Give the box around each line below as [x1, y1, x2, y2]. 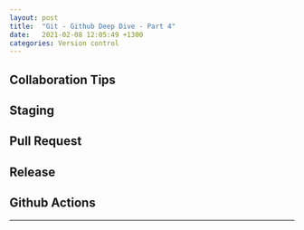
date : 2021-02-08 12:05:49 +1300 [9, 30, 144, 39]
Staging [9, 103, 55, 119]
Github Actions [9, 196, 97, 211]
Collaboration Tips [9, 72, 116, 87]
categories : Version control [9, 38, 119, 48]
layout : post [9, 13, 59, 23]
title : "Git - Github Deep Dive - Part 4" [9, 22, 176, 31]
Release [9, 164, 56, 179]
